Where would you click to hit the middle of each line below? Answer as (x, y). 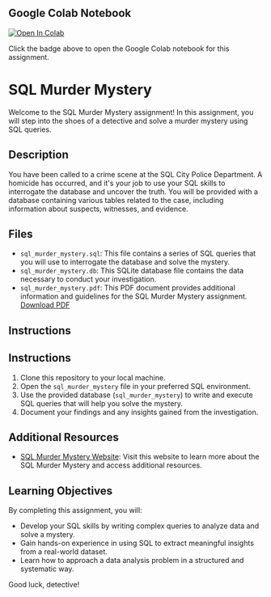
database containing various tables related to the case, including (116, 200)
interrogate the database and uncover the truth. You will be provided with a (133, 191)
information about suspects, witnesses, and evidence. (98, 209)
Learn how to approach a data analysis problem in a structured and (132, 561)
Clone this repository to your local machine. (93, 377)
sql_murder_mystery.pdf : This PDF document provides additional (128, 288)
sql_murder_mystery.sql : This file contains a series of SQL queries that (138, 253)
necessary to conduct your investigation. (88, 279)
